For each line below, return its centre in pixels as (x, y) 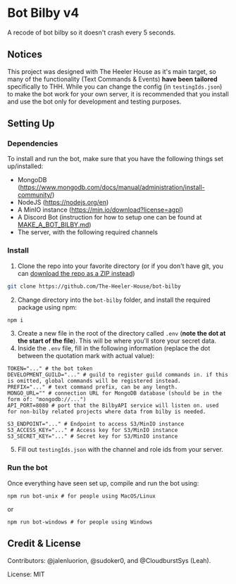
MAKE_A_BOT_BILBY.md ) (54, 225)
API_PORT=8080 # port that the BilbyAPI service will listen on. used (113, 406)
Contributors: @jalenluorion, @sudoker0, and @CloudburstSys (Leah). (109, 560)
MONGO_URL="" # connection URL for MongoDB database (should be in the (114, 393)
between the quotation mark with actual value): (86, 356)
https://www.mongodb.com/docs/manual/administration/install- (113, 187)
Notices (25, 55)
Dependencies (33, 144)
